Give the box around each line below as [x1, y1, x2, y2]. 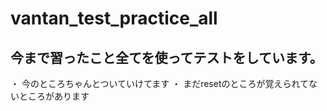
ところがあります [18, 90, 90, 102]
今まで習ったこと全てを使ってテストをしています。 [10, 49, 323, 66]
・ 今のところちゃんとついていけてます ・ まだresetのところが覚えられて [10, 78, 310, 89]
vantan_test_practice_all [10, 7, 218, 30]
